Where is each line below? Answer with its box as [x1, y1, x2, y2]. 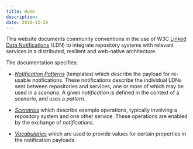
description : [6, 14, 38, 20]
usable [14, 77, 31, 84]
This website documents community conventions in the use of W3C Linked [6, 36, 187, 43]
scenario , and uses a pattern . [14, 95, 86, 102]
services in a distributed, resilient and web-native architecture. [6, 48, 157, 55]
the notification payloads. [14, 137, 76, 144]
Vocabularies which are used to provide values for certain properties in [14, 130, 187, 137]
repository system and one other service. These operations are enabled [14, 113, 188, 120]
